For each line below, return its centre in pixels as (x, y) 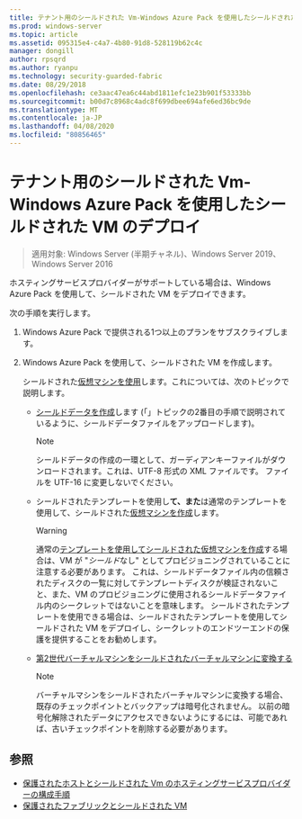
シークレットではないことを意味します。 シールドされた (163, 605)
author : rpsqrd (38, 59)
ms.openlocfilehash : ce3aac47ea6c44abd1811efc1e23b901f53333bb (130, 93)
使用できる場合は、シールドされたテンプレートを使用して (173, 616)
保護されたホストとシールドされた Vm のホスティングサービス (137, 783)
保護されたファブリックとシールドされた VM (105, 805)
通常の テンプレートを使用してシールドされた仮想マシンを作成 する (158, 549)
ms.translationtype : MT (54, 110)
